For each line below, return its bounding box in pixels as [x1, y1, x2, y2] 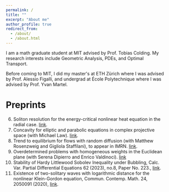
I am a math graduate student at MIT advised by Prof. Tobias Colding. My [6, 49, 159, 56]
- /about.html [10, 36, 40, 41]
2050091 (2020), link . [13, 181, 59, 187]
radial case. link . [13, 121, 48, 127]
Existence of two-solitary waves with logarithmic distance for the [13, 170, 150, 176]
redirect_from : [6, 26, 38, 32]
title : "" [6, 12, 27, 17]
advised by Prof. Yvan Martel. [6, 81, 68, 87]
